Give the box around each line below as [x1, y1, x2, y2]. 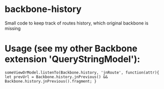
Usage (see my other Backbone [4, 43, 138, 54]
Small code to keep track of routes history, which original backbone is [4, 20, 148, 26]
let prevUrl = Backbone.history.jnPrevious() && [4, 74, 108, 79]
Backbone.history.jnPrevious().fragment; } [4, 78, 97, 83]
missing [4, 25, 21, 31]
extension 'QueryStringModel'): [4, 53, 140, 65]
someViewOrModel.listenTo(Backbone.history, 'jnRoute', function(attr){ [4, 70, 159, 75]
